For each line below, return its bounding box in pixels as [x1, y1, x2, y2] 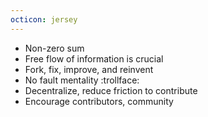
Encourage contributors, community [24, 95, 174, 107]
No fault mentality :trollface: [24, 74, 140, 86]
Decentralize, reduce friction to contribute [24, 84, 198, 96]
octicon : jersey [10, 14, 78, 25]
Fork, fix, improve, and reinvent [24, 63, 154, 75]
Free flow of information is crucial [24, 52, 164, 65]
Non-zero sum [24, 42, 85, 54]
